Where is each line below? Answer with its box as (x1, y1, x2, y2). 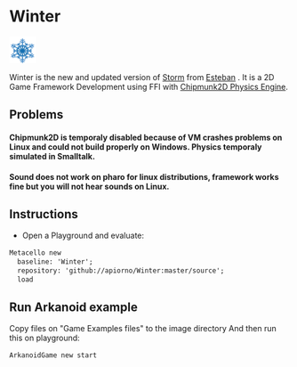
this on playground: (9, 332, 80, 344)
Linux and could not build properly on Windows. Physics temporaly (9, 141, 262, 152)
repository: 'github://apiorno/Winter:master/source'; (17, 266, 225, 275)
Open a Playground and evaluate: (21, 230, 145, 241)
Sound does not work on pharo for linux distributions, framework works (9, 171, 279, 182)
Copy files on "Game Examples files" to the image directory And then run (9, 323, 277, 334)
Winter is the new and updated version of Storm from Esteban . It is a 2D (9, 71, 275, 82)
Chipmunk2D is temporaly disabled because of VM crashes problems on (9, 132, 283, 143)
